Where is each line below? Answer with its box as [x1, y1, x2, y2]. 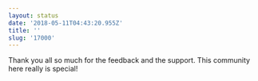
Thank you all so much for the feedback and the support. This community [8, 56, 250, 65]
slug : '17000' [8, 33, 56, 42]
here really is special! [8, 64, 78, 74]
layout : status [8, 11, 59, 20]
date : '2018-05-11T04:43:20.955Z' [8, 19, 124, 27]
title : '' [8, 26, 42, 34]
